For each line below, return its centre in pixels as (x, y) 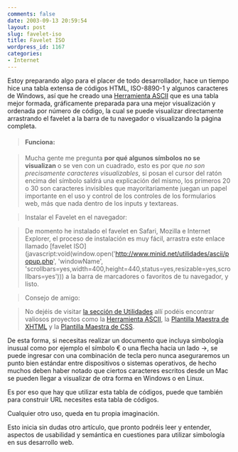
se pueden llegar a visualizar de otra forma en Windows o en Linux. (106, 378)
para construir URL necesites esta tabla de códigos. (83, 399)
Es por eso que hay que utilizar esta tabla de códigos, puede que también (115, 391)
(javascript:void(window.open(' (70, 253)
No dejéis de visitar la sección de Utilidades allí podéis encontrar (119, 311)
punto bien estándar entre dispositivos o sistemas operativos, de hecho (112, 363)
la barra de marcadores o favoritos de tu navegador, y (150, 276)
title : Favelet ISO (36, 41)
